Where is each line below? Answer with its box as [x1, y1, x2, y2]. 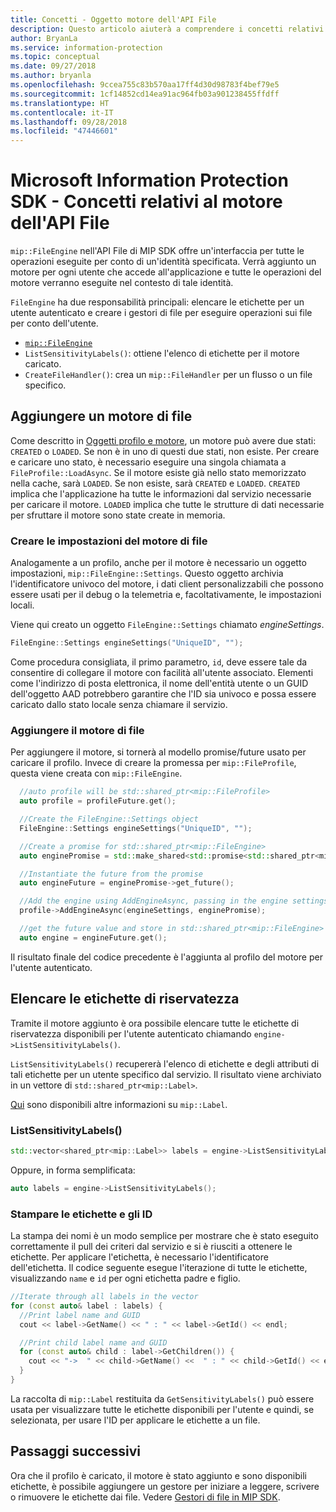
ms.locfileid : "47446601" [10, 126, 118, 136]
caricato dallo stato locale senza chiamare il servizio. [10, 699, 228, 711]
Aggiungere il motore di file [10, 723, 145, 737]
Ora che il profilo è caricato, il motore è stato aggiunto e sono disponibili [10, 1469, 307, 1481]
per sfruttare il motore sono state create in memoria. [10, 509, 226, 521]
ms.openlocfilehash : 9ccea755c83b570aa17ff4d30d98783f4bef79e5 [10, 80, 280, 90]
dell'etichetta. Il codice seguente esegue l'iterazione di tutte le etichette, [10, 1262, 308, 1273]
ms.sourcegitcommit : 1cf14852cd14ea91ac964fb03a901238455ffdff [10, 89, 280, 99]
